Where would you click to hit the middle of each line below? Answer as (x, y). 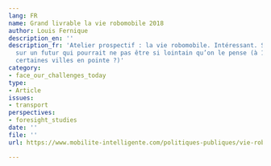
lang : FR (23, 16)
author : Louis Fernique (48, 30)
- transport (28, 105)
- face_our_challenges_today (57, 75)
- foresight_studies (43, 120)
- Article (25, 90)
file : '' (23, 135)
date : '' (23, 128)
